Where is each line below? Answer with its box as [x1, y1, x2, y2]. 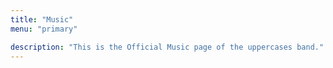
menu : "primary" [10, 24, 78, 34]
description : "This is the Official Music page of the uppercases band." [10, 42, 325, 52]
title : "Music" [10, 14, 74, 25]
